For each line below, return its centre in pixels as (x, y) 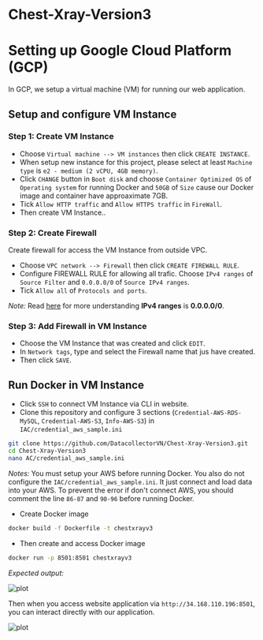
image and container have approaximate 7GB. (94, 196)
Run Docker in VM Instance (76, 385)
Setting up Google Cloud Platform (120, 51)
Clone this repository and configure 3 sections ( (97, 413)
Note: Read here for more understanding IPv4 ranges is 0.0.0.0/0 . (116, 306)
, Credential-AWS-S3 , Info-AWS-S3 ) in (96, 421)
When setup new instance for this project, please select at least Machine (136, 162)
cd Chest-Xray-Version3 (47, 451)
